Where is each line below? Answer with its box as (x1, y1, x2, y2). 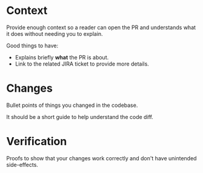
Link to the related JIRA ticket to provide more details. (15, 60, 150, 67)
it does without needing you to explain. (6, 30, 103, 37)
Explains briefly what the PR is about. (15, 53, 109, 61)
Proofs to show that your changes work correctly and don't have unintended (6, 154, 197, 161)
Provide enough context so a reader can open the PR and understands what (6, 24, 196, 31)
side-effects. (6, 161, 38, 168)
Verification (6, 135, 67, 149)
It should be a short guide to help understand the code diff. (6, 113, 153, 120)
